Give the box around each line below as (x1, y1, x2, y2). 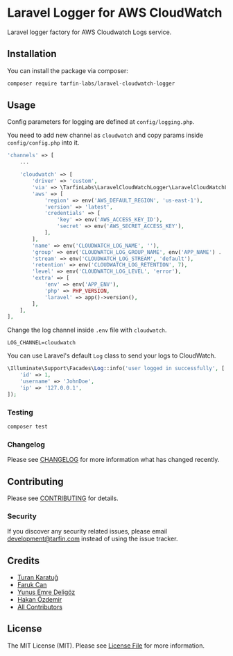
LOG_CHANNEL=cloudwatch (7, 339, 76, 346)
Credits (7, 554, 40, 566)
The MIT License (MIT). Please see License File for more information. (7, 641, 205, 650)
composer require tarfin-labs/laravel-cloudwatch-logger (7, 80, 175, 87)
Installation (7, 48, 57, 60)
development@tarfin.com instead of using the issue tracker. (7, 534, 178, 543)
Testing (7, 407, 33, 417)
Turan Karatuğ (17, 573, 59, 582)
